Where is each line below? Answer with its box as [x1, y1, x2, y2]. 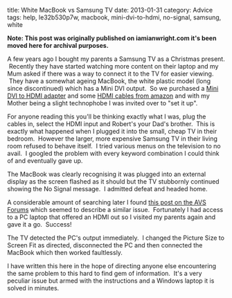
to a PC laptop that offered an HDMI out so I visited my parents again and [7, 213, 216, 221]
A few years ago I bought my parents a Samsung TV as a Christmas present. [7, 55, 225, 63]
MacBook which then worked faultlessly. [7, 249, 123, 256]
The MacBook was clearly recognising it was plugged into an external [7, 170, 206, 178]
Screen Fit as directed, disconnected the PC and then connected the [7, 241, 203, 249]
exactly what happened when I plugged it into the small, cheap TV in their [7, 128, 217, 135]
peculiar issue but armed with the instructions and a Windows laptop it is [7, 277, 215, 285]
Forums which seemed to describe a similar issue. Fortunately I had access [7, 206, 224, 213]
